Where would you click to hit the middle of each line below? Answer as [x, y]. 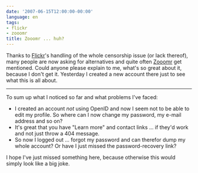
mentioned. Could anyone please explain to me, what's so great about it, [94, 68]
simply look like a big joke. [38, 164]
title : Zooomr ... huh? [35, 39]
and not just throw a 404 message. [57, 133]
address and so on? [39, 121]
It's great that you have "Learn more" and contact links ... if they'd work [101, 127]
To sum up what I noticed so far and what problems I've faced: [82, 97]
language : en [22, 17]
